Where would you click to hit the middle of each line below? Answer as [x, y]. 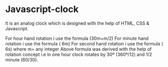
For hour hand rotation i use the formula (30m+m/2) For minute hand [77, 38]
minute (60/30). [22, 59]
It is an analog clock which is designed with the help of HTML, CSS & [77, 23]
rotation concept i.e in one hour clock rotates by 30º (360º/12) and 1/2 [79, 54]
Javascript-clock [42, 9]
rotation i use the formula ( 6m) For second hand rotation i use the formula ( [84, 43]
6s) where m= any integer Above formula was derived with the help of [78, 49]
